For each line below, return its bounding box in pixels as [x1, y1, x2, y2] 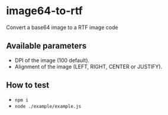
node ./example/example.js [14, 103, 82, 109]
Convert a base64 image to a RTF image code [6, 24, 118, 31]
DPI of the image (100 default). [14, 56, 90, 63]
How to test [6, 80, 49, 90]
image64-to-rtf [6, 4, 83, 18]
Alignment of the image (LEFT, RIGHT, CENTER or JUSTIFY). [14, 63, 163, 70]
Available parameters [6, 41, 87, 51]
